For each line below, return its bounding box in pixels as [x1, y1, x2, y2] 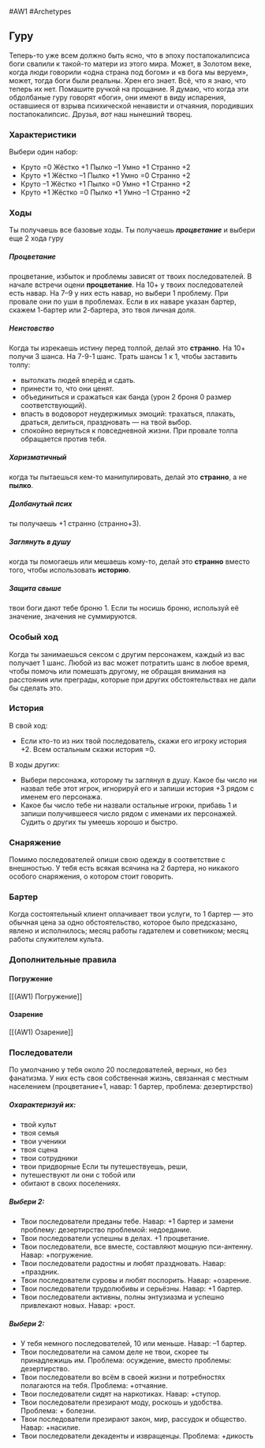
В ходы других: [9, 759, 60, 769]
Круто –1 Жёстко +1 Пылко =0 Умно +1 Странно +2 [20, 180, 191, 189]
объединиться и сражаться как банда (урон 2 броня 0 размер [20, 392, 232, 402]
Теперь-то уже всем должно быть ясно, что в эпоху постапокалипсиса [9, 51, 251, 60]
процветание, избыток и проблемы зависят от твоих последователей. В [9, 272, 252, 282]
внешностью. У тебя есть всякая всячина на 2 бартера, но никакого [9, 864, 240, 873]
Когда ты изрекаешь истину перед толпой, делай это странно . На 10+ [9, 343, 246, 353]
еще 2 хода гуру [9, 233, 64, 244]
